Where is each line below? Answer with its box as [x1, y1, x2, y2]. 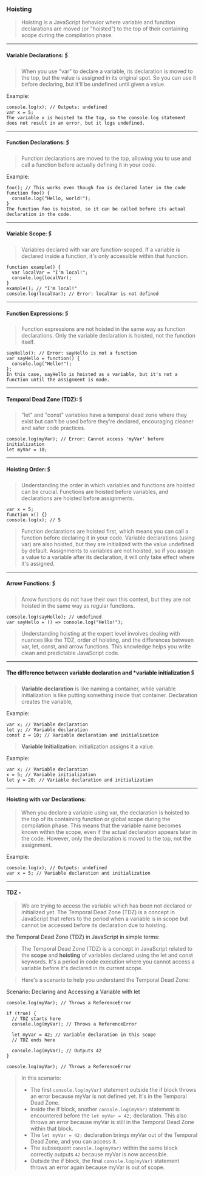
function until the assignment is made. [6, 377, 110, 383]
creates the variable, [21, 698, 73, 705]
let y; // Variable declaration [6, 726, 88, 733]
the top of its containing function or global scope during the [21, 816, 171, 823]
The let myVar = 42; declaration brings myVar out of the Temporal [30, 1131, 198, 1139]
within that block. [30, 1125, 74, 1133]
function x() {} [6, 512, 47, 518]
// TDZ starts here [12, 1016, 61, 1022]
